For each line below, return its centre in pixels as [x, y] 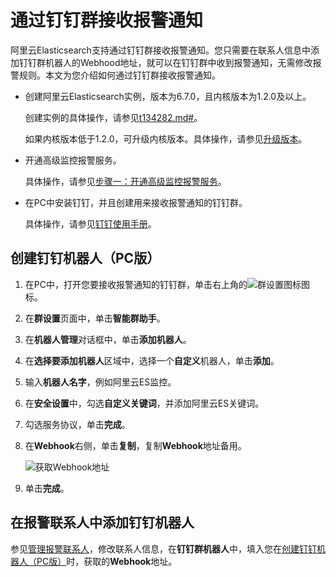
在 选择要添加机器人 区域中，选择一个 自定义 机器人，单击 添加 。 [152, 360]
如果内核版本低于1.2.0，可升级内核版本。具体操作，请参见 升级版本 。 [166, 138]
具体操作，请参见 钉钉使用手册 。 [90, 223]
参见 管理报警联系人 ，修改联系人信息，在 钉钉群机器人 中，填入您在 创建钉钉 [163, 548]
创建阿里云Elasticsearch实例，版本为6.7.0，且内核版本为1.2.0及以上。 [168, 96]
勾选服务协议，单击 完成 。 [77, 424]
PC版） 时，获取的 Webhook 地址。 [107, 561]
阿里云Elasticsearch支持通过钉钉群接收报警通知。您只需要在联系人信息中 [160, 50]
